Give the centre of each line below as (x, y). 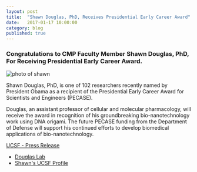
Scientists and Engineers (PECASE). (49, 98)
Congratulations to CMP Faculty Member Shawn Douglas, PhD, (98, 54)
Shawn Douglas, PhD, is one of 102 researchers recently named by (87, 85)
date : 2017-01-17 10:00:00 (42, 22)
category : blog (25, 28)
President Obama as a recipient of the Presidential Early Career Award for (95, 92)
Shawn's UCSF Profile (41, 163)
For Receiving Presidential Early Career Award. (74, 61)
